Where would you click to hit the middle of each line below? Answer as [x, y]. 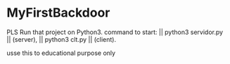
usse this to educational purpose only [61, 53]
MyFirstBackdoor [58, 13]
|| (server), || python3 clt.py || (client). [62, 39]
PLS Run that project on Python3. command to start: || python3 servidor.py [115, 32]
